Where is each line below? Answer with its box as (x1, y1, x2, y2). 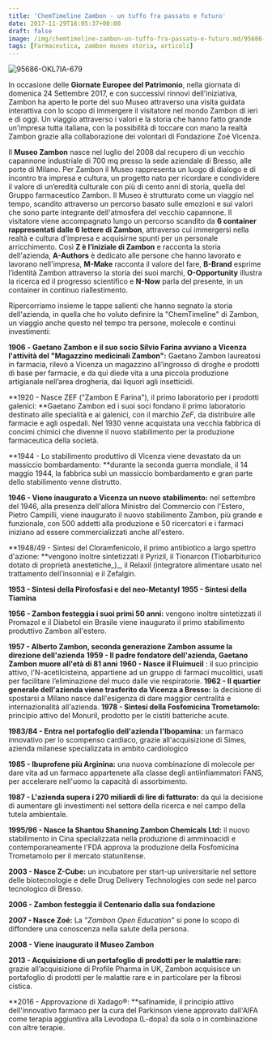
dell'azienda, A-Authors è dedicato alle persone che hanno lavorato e (8, 250, 241, 260)
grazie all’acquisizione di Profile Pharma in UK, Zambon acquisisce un (8, 964, 241, 974)
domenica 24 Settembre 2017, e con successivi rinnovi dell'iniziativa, (8, 88, 237, 98)
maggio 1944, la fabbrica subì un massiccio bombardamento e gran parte (8, 469, 253, 478)
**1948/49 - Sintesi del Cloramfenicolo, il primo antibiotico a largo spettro (8, 543, 257, 553)
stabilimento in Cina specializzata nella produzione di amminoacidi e (8, 834, 236, 844)
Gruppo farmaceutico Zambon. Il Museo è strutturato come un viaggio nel (8, 190, 254, 200)
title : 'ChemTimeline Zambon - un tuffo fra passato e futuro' (8, 11, 227, 20)
